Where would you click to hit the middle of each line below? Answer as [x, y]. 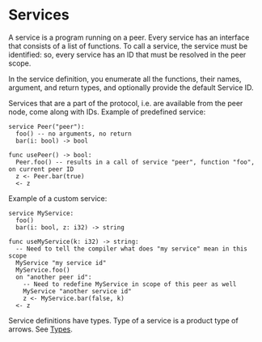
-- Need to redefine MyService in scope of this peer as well [130, 284]
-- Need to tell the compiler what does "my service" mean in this [132, 249]
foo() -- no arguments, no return [74, 134]
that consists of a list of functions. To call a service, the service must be [128, 45]
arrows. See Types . [40, 329]
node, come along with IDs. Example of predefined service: [107, 112]
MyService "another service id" [77, 291]
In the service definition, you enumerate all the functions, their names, [125, 79]
